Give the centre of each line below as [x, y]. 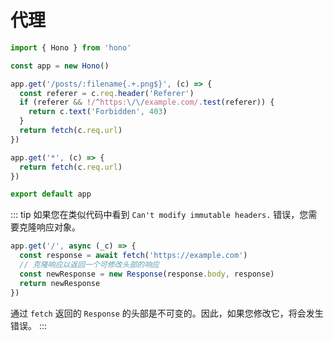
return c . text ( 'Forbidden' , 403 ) [98, 112]
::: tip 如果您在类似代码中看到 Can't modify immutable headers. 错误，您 [159, 215]
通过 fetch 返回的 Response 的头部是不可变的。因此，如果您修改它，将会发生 [167, 313]
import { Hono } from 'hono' [71, 47]
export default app [51, 194]
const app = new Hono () [60, 66]
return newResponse [60, 283]
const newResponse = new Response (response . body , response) [147, 274]
